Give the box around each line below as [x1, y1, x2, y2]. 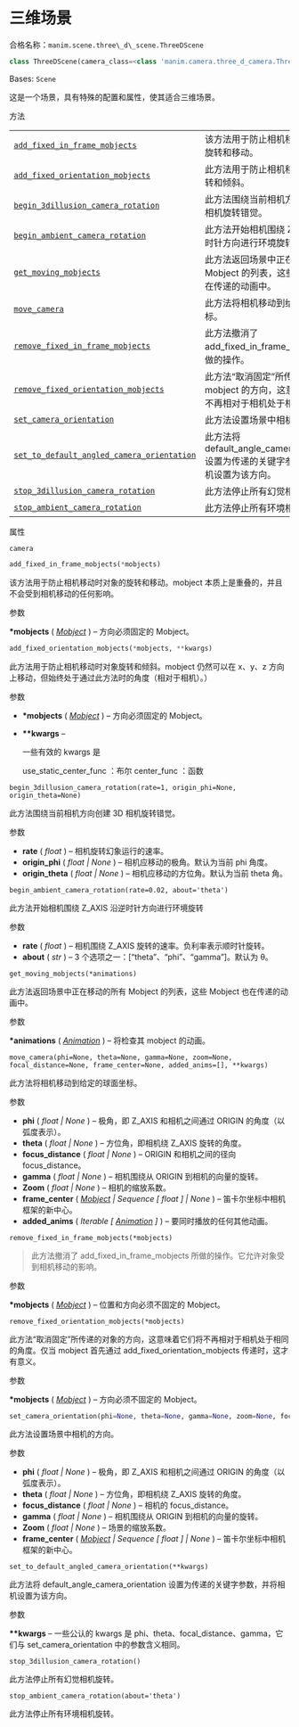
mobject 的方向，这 [204, 383, 287, 396]
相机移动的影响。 [38, 1261, 102, 1271]
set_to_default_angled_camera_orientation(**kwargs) [9, 1562, 209, 1572]
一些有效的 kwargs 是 [21, 746, 101, 757]
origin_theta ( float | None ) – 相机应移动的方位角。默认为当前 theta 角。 [21, 868, 287, 878]
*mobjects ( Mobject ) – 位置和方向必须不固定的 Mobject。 [9, 1299, 225, 1310]
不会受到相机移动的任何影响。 [9, 588, 118, 598]
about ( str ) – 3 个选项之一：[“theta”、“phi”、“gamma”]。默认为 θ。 [21, 951, 273, 962]
